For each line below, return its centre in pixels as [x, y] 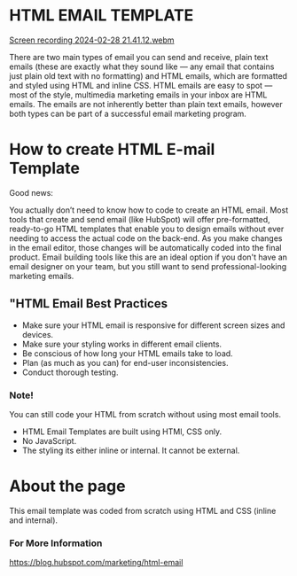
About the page [67, 486]
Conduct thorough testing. [70, 372]
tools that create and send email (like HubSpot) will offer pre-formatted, [140, 219]
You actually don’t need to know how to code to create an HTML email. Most [149, 210]
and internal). [34, 520]
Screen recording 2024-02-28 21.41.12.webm [92, 40]
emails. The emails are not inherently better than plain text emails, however [146, 104]
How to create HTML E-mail [112, 149]
